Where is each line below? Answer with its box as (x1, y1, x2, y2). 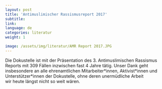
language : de (5, 26, 32, 31)
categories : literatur (5, 30, 52, 35)
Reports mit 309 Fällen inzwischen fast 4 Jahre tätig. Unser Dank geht (5, 62, 149, 68)
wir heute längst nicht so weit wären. (5, 78, 80, 84)
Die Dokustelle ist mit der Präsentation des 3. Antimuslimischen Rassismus (5, 57, 158, 63)
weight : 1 (5, 35, 26, 40)
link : (5, 21, 16, 26)
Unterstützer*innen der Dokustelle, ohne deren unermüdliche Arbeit (5, 73, 144, 79)
